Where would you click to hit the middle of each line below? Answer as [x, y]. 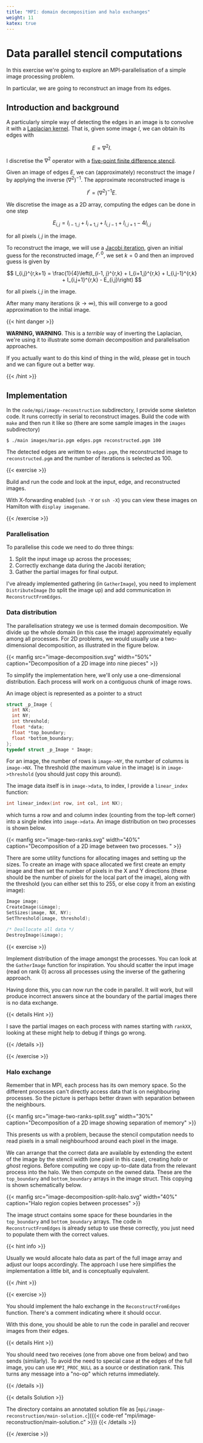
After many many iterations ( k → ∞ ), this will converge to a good [87, 303]
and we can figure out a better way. [51, 365]
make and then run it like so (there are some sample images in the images [96, 423]
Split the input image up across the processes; [73, 559]
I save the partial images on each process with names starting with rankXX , [99, 1026]
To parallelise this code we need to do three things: [70, 547]
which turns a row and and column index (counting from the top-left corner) [101, 815]
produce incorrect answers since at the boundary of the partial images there [101, 996]
